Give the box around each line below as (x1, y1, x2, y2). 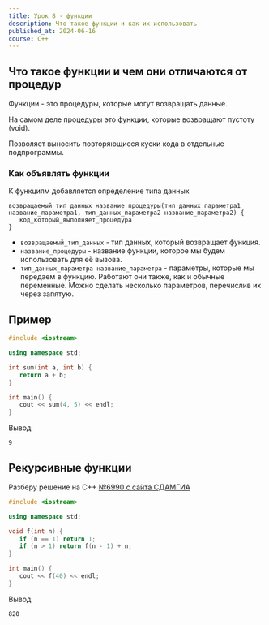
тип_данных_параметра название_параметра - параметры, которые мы (19, 263, 254, 273)
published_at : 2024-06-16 (8, 27, 96, 35)
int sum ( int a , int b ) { (8, 363, 92, 372)
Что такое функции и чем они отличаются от (8, 64, 248, 78)
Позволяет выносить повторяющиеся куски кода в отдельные (8, 139, 224, 149)
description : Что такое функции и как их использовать (8, 19, 198, 28)
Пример (8, 312, 52, 326)
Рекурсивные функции (8, 460, 132, 475)
